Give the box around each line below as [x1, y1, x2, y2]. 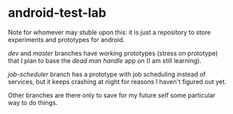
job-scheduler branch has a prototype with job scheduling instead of [8, 70, 206, 78]
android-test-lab [8, 5, 107, 21]
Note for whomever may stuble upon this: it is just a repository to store [8, 28, 211, 36]
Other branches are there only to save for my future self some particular [8, 91, 216, 99]
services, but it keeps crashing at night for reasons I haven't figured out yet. [8, 77, 227, 85]
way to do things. [8, 98, 58, 106]
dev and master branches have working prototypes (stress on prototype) [8, 49, 218, 57]
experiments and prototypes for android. [8, 35, 125, 43]
